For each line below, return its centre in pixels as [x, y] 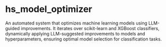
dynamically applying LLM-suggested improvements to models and [75, 33]
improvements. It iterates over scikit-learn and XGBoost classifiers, [90, 28]
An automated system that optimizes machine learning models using [76, 23]
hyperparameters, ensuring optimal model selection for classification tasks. [84, 39]
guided [13, 28]
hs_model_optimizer [49, 9]
